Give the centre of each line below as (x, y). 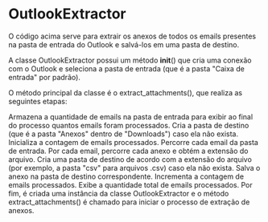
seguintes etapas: (38, 101)
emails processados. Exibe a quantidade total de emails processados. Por (130, 184)
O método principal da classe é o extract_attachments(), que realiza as (126, 92)
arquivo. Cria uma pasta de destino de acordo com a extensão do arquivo (130, 159)
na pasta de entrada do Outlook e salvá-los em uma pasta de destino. (124, 44)
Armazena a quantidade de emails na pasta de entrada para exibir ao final (131, 116)
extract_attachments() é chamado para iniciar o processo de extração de (129, 202)
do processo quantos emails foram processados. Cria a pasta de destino (129, 125)
